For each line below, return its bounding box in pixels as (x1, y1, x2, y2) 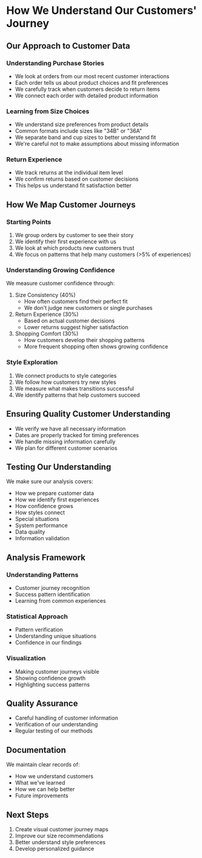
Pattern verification (15, 626, 64, 634)
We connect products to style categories (15, 372, 117, 379)
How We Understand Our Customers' (6, 4, 197, 18)
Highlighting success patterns (15, 680, 90, 688)
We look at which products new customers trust (15, 244, 135, 252)
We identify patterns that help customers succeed (15, 391, 140, 398)
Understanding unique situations (15, 632, 97, 640)
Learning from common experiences (15, 597, 106, 605)
